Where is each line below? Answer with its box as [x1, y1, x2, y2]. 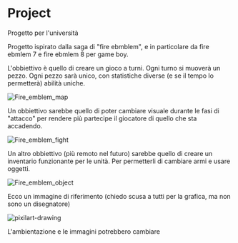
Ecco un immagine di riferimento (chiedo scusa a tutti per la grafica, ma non [7, 192, 231, 200]
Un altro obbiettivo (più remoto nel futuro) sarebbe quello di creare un [7, 149, 213, 157]
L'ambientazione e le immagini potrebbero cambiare [7, 227, 161, 236]
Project [7, 5, 51, 21]
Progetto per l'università [7, 29, 79, 37]
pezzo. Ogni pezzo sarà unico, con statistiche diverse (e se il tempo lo [7, 71, 214, 80]
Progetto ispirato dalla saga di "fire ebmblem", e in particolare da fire [7, 42, 209, 51]
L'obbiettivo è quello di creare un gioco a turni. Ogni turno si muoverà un [7, 63, 221, 72]
